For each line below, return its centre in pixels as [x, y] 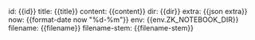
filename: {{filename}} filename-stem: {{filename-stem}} [101, 28]
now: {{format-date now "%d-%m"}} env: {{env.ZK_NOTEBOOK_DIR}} [124, 20]
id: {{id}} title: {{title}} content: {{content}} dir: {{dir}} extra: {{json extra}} [128, 11]
